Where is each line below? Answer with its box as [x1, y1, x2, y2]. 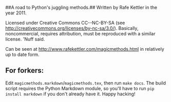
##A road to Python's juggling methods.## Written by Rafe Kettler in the [5, 5, 158, 10]
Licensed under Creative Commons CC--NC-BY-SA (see [5, 20, 125, 26]
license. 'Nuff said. [5, 36, 45, 42]
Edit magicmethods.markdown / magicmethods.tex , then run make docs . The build [5, 79, 166, 86]
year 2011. [5, 10, 27, 16]
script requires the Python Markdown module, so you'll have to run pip [5, 85, 155, 91]
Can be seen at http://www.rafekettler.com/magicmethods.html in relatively [5, 46, 164, 52]
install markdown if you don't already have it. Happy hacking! [5, 91, 136, 97]
